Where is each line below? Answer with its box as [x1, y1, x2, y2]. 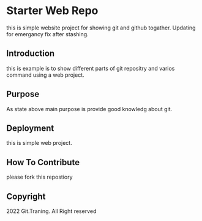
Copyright [6, 191, 46, 201]
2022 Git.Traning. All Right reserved [6, 207, 97, 215]
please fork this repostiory [6, 173, 73, 181]
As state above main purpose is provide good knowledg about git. [6, 105, 173, 112]
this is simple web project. [6, 139, 72, 147]
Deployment [6, 123, 54, 133]
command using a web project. [6, 71, 84, 79]
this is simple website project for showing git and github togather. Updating [6, 24, 196, 31]
